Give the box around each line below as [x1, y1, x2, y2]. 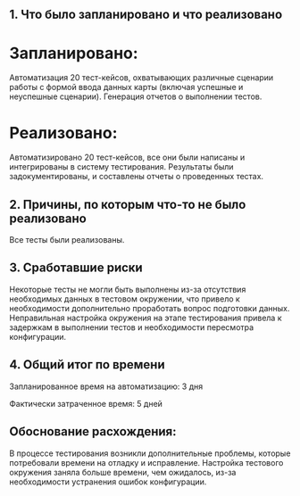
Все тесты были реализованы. [9, 235, 125, 245]
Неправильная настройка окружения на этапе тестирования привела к [9, 312, 282, 323]
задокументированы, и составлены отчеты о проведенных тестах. [9, 171, 264, 182]
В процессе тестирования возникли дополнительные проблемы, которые [9, 448, 291, 459]
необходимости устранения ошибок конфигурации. [9, 476, 207, 487]
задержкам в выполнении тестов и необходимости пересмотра [9, 321, 254, 333]
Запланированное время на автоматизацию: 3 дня [9, 381, 204, 392]
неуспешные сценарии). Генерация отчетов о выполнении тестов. [9, 91, 262, 102]
